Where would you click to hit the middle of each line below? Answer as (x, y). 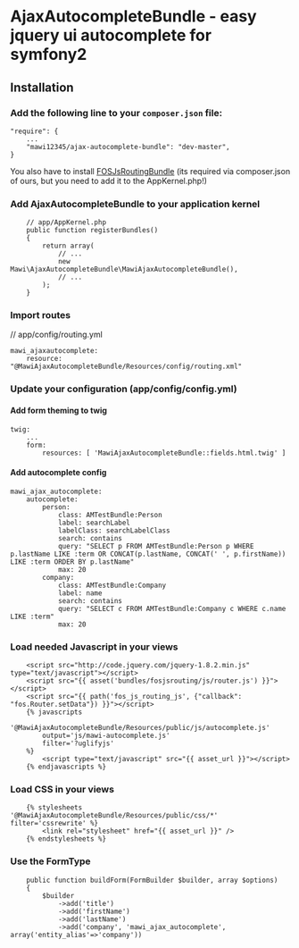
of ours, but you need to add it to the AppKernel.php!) (109, 180)
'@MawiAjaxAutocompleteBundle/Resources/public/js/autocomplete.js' (140, 728)
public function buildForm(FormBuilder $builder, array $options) (152, 880)
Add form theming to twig (59, 410)
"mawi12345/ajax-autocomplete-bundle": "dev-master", (128, 147)
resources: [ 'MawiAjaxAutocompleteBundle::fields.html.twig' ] (164, 453)
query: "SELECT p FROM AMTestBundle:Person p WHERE (156, 546)
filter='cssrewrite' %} (54, 824)
